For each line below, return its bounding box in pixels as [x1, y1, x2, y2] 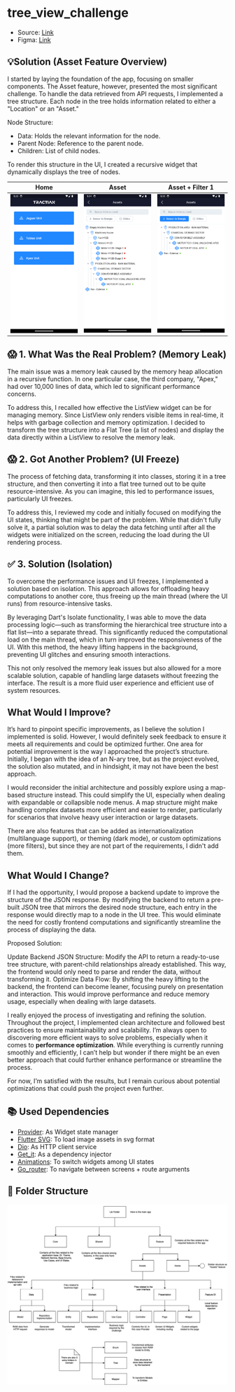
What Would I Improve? [7, 706, 111, 718]
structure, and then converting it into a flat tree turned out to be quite [7, 479, 206, 488]
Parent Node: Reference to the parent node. [17, 139, 144, 147]
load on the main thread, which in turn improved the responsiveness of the [7, 635, 222, 644]
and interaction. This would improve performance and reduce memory [7, 990, 210, 998]
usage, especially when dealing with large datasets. [7, 997, 156, 1006]
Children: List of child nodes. [17, 146, 101, 155]
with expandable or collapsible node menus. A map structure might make [7, 798, 218, 807]
